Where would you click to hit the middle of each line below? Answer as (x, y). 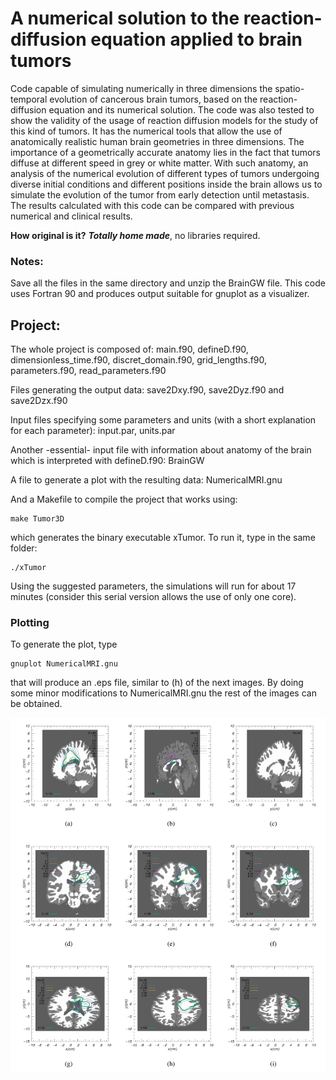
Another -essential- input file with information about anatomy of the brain (161, 450)
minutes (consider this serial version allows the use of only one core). (153, 597)
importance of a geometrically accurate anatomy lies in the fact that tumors (165, 152)
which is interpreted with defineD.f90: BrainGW (107, 461)
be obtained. (36, 704)
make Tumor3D (37, 519)
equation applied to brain (196, 39)
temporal (29, 99)
